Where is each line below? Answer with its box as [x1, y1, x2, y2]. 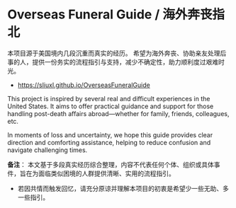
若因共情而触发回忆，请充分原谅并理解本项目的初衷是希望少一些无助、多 [17, 184, 229, 192]
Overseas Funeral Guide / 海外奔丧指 [7, 6, 225, 23]
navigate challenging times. [7, 146, 88, 154]
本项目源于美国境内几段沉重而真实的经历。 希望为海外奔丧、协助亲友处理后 [7, 49, 227, 57]
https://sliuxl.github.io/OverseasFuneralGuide [17, 81, 150, 89]
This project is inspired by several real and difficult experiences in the [7, 94, 210, 103]
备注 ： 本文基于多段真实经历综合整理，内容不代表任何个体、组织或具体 [7, 160, 214, 168]
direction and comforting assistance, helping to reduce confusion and [7, 138, 211, 146]
